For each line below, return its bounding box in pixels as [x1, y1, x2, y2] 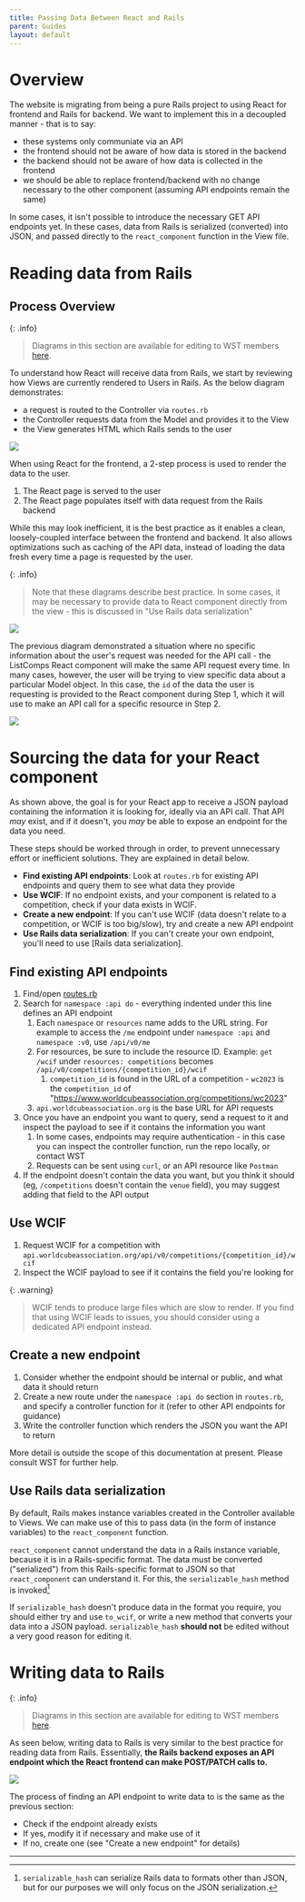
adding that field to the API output [22, 1189, 150, 1200]
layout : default [9, 30, 71, 39]
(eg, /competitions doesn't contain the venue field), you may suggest [22, 1179, 280, 1190]
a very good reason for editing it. [9, 1631, 133, 1641]
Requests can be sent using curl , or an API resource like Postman [35, 1160, 279, 1171]
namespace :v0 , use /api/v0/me [35, 1037, 152, 1048]
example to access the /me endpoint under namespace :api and [35, 1027, 271, 1038]
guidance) [22, 1410, 61, 1421]
